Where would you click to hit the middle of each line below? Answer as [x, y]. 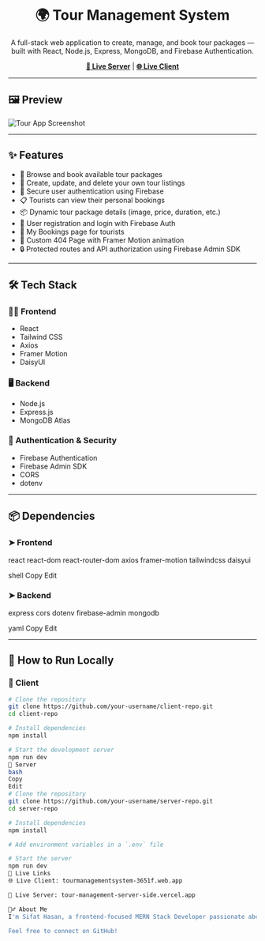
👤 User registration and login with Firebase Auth [97, 223]
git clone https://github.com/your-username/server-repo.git [111, 802]
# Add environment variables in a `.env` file [86, 845]
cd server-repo [33, 808]
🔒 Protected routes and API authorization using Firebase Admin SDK [130, 249]
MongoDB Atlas [45, 420]
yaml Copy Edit [33, 628]
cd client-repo [33, 714]
